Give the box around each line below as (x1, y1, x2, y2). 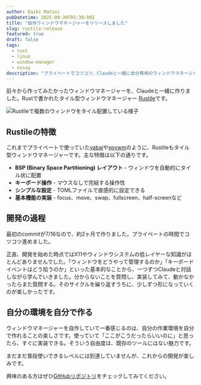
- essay (11, 64, 31, 71)
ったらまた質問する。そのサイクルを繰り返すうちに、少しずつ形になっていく (6, 280, 194, 288)
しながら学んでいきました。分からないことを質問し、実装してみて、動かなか (6, 273, 194, 280)
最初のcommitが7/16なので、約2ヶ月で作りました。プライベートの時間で (6, 230, 185, 237)
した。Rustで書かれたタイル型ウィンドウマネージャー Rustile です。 (6, 95, 171, 102)
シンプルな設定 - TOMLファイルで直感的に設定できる (14, 187, 145, 194)
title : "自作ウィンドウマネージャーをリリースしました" (6, 20, 128, 26)
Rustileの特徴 (6, 127, 57, 137)
